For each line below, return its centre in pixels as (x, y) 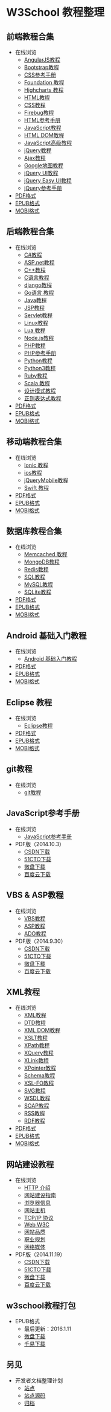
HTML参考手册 (42, 120)
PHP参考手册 (40, 353)
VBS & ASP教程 (35, 895)
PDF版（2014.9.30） (40, 941)
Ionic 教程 (36, 465)
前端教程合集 (30, 37)
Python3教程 (40, 368)
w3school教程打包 (41, 1305)
